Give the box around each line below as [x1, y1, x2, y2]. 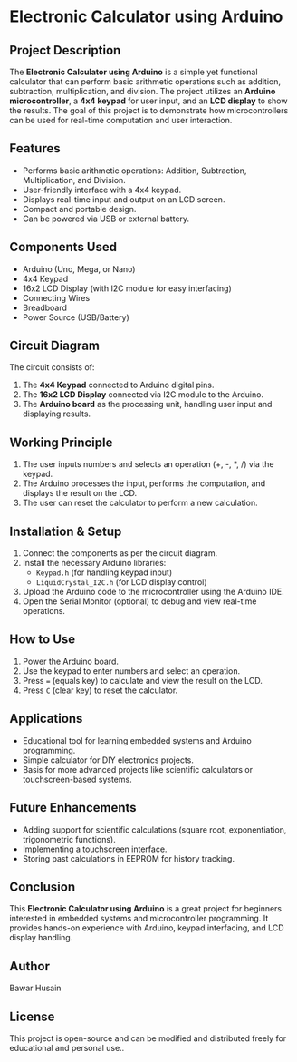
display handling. [9, 932, 73, 943]
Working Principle [9, 434, 113, 450]
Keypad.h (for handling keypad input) [35, 567, 173, 578]
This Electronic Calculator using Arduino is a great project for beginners [9, 903, 283, 914]
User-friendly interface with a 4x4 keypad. [22, 184, 182, 195]
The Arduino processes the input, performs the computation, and [22, 478, 265, 489]
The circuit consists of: [9, 362, 95, 373]
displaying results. [22, 408, 91, 419]
